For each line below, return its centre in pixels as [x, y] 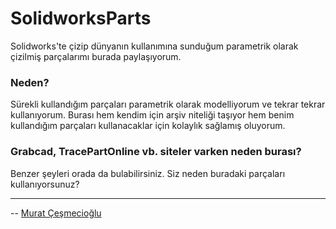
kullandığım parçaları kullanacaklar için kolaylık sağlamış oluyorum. [148, 126]
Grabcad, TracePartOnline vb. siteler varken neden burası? [156, 152]
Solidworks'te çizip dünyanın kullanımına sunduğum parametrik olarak [154, 46]
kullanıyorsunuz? [45, 184]
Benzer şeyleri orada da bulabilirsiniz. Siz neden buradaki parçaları [148, 173]
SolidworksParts [81, 18]
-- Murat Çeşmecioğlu [56, 213]
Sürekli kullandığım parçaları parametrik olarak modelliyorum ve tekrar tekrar [168, 104]
